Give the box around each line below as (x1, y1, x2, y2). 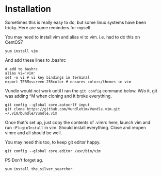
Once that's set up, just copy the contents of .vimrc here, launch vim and (5, 119, 150, 125)
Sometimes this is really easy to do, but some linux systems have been (5, 19, 146, 25)
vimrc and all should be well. (5, 130, 62, 136)
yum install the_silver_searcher (5, 166, 73, 171)
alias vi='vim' (5, 70, 36, 76)
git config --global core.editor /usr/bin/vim (5, 148, 101, 154)
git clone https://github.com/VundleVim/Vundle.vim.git (5, 106, 120, 111)
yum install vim (5, 49, 38, 53)
